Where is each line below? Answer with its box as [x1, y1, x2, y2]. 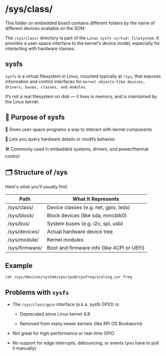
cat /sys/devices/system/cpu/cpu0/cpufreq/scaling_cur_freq [5, 275, 133, 280]
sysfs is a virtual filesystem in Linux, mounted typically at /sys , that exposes [5, 73, 161, 79]
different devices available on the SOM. [5, 25, 86, 31]
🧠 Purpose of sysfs [5, 113, 65, 121]
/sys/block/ [7, 212, 34, 219]
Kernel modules [47, 237, 83, 243]
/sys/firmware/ [7, 244, 42, 251]
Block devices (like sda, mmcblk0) [47, 212, 127, 219]
